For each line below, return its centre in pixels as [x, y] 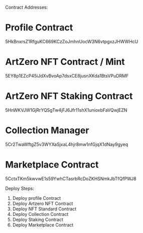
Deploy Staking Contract [38, 219]
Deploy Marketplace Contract [43, 225]
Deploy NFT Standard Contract [44, 209]
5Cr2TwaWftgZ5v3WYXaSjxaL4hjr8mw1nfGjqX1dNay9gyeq [67, 144]
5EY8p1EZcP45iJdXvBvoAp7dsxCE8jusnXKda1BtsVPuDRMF [67, 75]
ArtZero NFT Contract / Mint [65, 62]
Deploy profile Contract [37, 198]
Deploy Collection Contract [40, 214]
